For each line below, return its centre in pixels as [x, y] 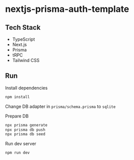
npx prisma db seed [25, 134]
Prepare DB [17, 116]
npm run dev [17, 153]
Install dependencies [27, 88]
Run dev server [21, 144]
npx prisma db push [25, 130]
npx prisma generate [27, 125]
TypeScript [24, 39]
